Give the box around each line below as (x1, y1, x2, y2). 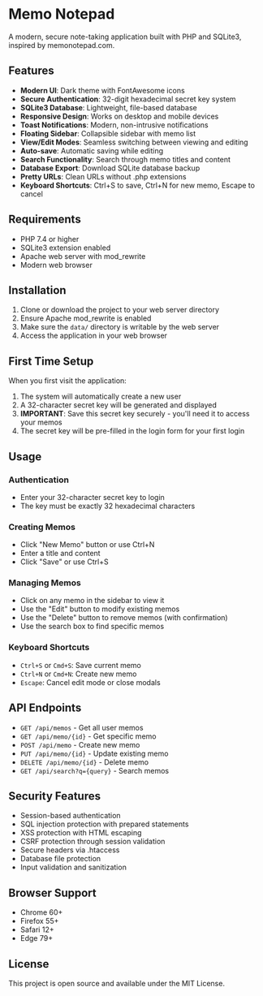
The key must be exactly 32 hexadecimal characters (19, 501, 196, 511)
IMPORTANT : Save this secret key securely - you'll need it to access (19, 409, 250, 419)
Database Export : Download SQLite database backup (19, 163, 200, 173)
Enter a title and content (19, 549, 101, 558)
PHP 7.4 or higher (19, 234, 80, 244)
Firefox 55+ (19, 916, 59, 926)
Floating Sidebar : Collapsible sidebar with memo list (19, 128, 196, 138)
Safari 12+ (19, 925, 54, 934)
